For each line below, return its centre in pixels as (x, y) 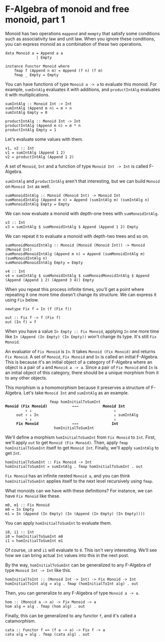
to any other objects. (26, 378)
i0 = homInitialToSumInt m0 (34, 536)
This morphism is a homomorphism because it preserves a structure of (78, 387)
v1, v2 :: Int (20, 148)
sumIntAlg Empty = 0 (27, 112)
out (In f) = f (21, 322)
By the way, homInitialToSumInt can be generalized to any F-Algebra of (78, 565)
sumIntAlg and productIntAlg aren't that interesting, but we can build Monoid (82, 181)
